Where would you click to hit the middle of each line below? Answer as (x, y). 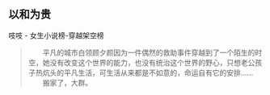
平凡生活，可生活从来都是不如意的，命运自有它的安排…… (158, 72)
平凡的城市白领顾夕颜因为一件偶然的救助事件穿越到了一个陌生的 (149, 52)
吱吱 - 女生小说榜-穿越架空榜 (56, 35)
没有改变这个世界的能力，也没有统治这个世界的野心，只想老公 (152, 62)
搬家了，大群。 (67, 82)
